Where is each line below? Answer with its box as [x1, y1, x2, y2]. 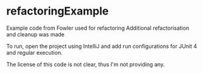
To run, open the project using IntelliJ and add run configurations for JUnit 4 [6, 42, 198, 50]
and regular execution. [6, 49, 63, 56]
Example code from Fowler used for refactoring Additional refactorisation [6, 24, 190, 32]
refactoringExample [6, 4, 109, 18]
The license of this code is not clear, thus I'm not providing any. [6, 61, 165, 68]
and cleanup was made [6, 30, 65, 38]
